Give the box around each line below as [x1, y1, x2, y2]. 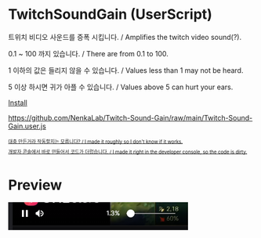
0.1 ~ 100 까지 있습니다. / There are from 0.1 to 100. [8, 49, 169, 58]
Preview [8, 176, 63, 193]
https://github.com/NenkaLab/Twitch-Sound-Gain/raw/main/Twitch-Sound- [8, 113, 253, 122]
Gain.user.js [8, 121, 47, 131]
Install [8, 98, 27, 107]
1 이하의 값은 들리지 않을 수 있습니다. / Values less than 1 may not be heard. [8, 65, 244, 75]
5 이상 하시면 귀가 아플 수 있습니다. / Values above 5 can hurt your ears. [8, 82, 234, 92]
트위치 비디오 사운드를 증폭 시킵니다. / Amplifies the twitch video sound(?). [8, 32, 242, 41]
